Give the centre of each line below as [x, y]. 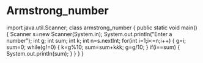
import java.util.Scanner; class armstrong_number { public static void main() [102, 28]
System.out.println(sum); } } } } [45, 53]
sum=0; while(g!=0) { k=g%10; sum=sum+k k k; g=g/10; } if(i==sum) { [93, 47]
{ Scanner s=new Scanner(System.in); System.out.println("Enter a [89, 34]
